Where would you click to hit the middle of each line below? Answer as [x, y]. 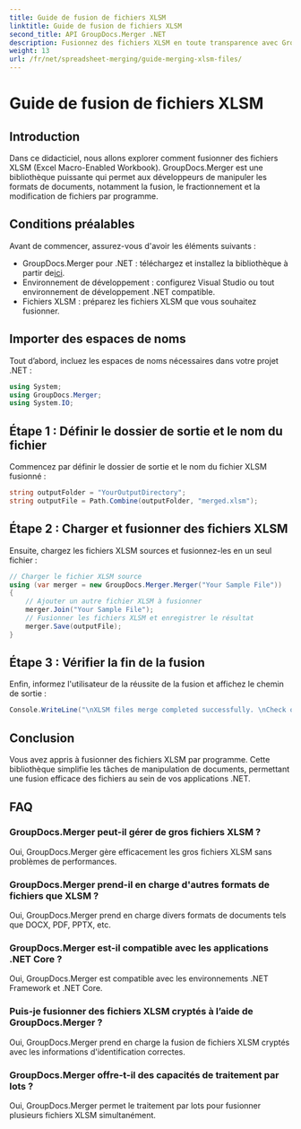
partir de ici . [43, 272]
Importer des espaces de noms [98, 339]
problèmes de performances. [63, 861]
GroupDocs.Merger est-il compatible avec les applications [139, 948]
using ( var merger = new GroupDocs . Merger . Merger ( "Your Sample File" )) [146, 585]
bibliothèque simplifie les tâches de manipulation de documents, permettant [150, 769]
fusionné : [28, 477]
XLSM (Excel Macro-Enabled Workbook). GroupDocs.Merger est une [136, 168]
